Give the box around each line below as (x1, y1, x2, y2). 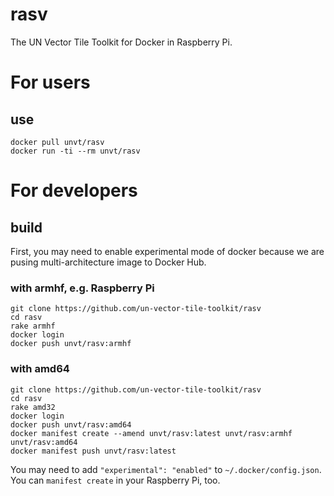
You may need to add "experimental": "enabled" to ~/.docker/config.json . (10, 463, 322, 475)
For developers (10, 179, 138, 202)
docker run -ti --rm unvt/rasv (10, 146, 141, 156)
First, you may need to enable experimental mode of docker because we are (10, 245, 325, 257)
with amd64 (10, 362, 70, 376)
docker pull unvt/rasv (10, 137, 105, 147)
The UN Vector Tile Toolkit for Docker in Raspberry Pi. (10, 36, 233, 48)
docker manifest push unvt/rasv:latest (10, 446, 177, 456)
